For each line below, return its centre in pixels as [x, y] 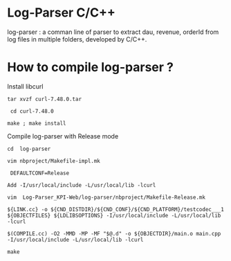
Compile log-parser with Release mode [63, 136]
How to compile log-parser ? [91, 67]
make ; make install [37, 123]
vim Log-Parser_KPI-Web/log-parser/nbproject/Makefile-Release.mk [107, 197]
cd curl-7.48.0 [32, 111]
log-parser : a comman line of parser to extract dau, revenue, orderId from [113, 32]
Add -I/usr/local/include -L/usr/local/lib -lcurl [82, 185]
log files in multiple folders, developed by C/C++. [77, 39]
